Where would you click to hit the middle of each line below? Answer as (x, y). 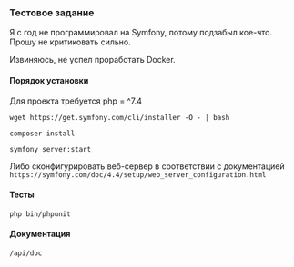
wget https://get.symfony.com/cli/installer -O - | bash (120, 117)
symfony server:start (51, 149)
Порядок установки (49, 80)
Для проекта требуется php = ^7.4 (76, 101)
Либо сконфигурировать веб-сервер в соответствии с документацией (147, 166)
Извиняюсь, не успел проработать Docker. (92, 60)
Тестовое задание (52, 13)
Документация (40, 234)
